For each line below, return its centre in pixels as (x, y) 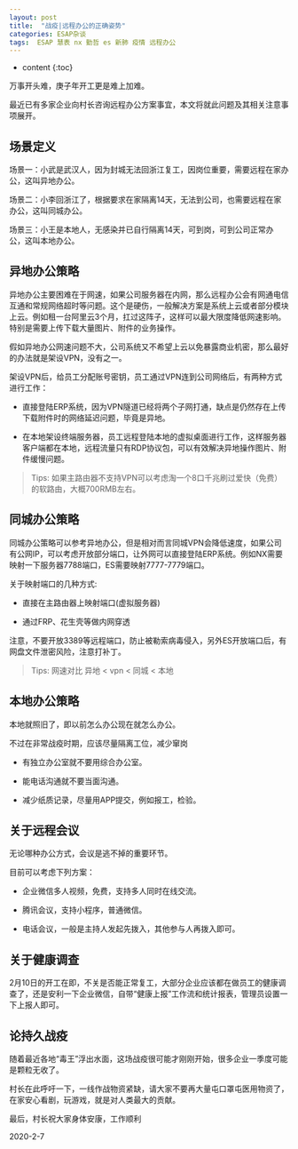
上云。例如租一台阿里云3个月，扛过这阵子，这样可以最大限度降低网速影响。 (148, 316)
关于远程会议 (44, 830)
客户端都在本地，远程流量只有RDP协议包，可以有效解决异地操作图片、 (150, 447)
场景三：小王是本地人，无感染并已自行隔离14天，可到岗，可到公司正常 (137, 230)
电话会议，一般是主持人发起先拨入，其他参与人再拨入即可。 (131, 929)
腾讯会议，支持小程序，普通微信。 (84, 910)
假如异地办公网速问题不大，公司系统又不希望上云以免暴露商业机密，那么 (141, 347)
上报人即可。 (40, 1005)
